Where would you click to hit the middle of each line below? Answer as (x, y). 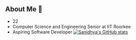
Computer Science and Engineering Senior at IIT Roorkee (72, 26)
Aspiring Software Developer (42, 32)
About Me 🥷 (24, 9)
